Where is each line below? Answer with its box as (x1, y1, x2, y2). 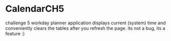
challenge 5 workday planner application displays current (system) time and (5, 20, 166, 26)
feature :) (5, 30, 25, 36)
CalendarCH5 (5, 3, 65, 15)
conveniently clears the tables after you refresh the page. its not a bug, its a (5, 25, 165, 31)
